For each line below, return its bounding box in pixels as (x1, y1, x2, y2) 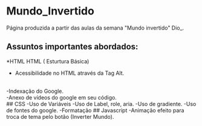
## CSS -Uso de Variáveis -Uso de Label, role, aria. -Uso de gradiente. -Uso (6, 100, 197, 107)
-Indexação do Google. (6, 87, 64, 95)
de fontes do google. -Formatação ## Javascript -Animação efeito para (6, 107, 184, 114)
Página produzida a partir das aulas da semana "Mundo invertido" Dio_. (6, 24, 184, 31)
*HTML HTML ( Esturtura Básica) (6, 57, 90, 65)
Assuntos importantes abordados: (6, 42, 138, 52)
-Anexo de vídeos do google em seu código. (6, 93, 117, 101)
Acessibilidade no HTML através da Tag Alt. (15, 69, 125, 77)
